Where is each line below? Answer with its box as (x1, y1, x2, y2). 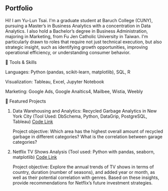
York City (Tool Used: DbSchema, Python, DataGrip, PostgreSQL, (12, 113, 147, 119)
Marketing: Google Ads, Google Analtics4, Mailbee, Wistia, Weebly (5, 88, 143, 94)
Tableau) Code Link (12, 118, 53, 125)
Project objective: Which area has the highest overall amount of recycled (12, 128, 163, 134)
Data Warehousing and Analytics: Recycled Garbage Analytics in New (12, 108, 157, 114)
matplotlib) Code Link (12, 154, 57, 160)
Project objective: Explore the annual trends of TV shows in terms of (12, 163, 154, 170)
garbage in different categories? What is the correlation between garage (12, 133, 162, 140)
